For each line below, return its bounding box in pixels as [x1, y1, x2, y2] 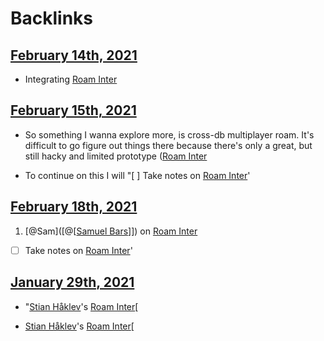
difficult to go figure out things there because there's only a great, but [24, 139, 313, 151]
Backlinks [10, 7, 94, 30]
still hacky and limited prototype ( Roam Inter [24, 150, 208, 162]
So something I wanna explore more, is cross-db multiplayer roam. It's [24, 128, 315, 141]
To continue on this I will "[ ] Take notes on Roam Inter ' [24, 169, 251, 181]
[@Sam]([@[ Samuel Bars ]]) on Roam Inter [24, 225, 198, 237]
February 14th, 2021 [10, 47, 138, 64]
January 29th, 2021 [10, 274, 135, 291]
